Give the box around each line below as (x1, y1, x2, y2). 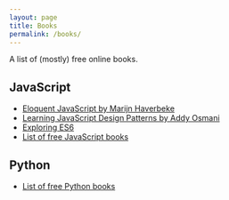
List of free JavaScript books (21, 132, 129, 142)
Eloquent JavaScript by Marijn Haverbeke (21, 103, 176, 114)
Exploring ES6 (21, 122, 74, 133)
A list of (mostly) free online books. (9, 54, 138, 65)
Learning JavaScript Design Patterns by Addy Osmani (21, 113, 220, 124)
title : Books (9, 21, 58, 30)
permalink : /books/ (9, 29, 82, 38)
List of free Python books (21, 181, 116, 191)
